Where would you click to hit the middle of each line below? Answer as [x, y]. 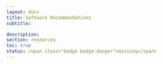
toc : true [19, 46]
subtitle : [19, 23]
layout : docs [23, 12]
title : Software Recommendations [49, 18]
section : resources [31, 40]
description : [23, 34]
